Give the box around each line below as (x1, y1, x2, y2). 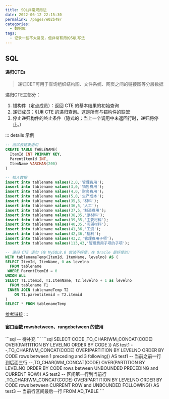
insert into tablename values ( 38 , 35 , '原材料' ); (5, 213, 105, 218)
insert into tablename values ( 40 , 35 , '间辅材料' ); (5, 222, 108, 227)
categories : (5, 21, 30, 27)
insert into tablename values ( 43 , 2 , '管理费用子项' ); (5, 236, 114, 241)
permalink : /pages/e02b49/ (5, 17, 62, 22)
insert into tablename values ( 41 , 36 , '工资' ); (5, 227, 101, 232)
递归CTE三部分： (5, 92, 41, 98)
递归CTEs (5, 69, 26, 75)
